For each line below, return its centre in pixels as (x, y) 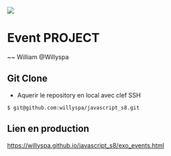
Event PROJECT (54, 38)
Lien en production (48, 129)
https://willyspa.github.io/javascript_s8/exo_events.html (86, 145)
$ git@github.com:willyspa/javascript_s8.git (73, 108)
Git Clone (27, 79)
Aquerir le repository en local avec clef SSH (79, 95)
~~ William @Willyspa (38, 57)
